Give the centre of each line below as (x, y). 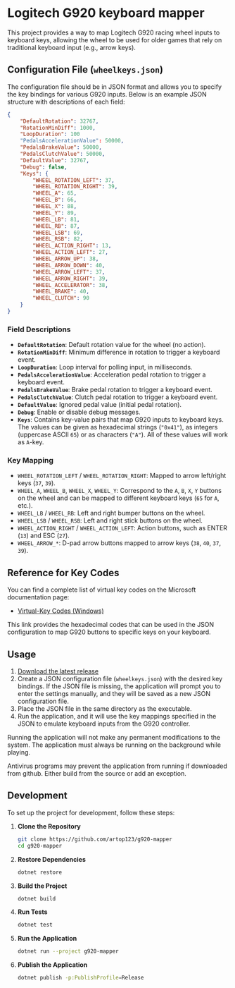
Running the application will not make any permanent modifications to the (114, 738)
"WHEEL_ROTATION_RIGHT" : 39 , (75, 187)
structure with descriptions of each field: (66, 102)
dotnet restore (40, 872)
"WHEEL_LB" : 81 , (56, 219)
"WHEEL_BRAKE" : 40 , (61, 292)
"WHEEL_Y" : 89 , (55, 213)
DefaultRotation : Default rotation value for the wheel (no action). (112, 345)
